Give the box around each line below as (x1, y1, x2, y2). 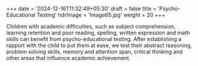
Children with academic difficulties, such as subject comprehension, (6, 23, 176, 30)
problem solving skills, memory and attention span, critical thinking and (6, 48, 183, 55)
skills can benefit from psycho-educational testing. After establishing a (6, 36, 182, 42)
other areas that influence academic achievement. (6, 55, 131, 61)
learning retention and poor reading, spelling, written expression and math (6, 29, 190, 36)
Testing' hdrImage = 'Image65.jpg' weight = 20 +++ (37, 11, 166, 18)
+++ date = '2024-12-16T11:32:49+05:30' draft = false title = (6, 5, 156, 12)
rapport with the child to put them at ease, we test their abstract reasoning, (6, 42, 193, 49)
